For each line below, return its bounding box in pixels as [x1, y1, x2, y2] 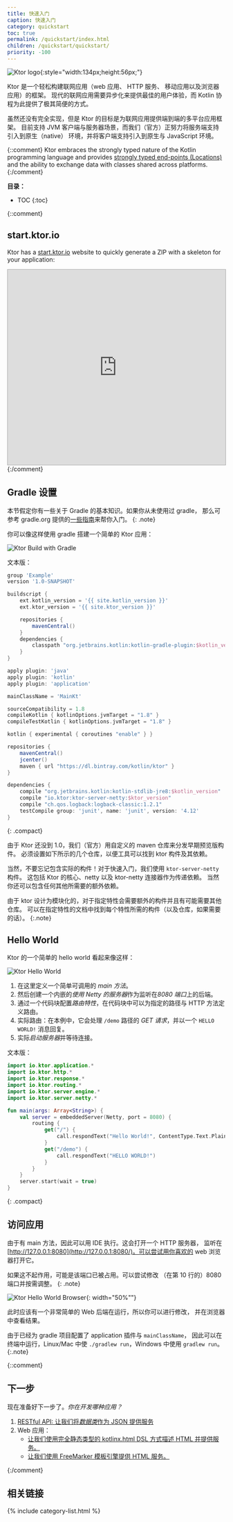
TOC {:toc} [17, 196, 48, 204]
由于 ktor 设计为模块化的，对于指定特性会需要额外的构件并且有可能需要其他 [7, 896, 222, 904]
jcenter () [19, 756, 48, 763]
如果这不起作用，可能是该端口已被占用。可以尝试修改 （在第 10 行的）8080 [7, 1271, 222, 1279]
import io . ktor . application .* [7, 1063, 95, 1069]
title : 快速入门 [7, 10, 50, 17]
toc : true [7, 29, 36, 37]
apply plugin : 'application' [7, 680, 91, 687]
